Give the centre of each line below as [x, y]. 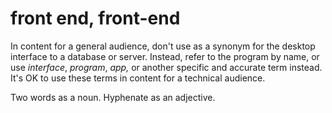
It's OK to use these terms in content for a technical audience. [138, 78]
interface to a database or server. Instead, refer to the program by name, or [165, 56]
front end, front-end [95, 18]
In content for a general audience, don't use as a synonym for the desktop [163, 46]
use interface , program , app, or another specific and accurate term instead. [166, 67]
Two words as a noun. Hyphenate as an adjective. [113, 97]
